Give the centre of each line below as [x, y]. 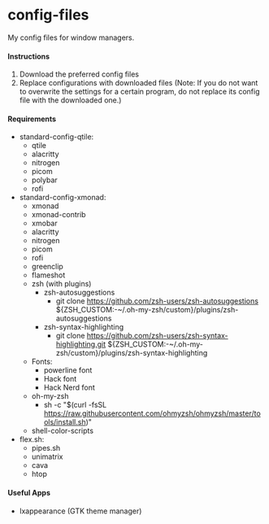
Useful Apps [29, 492]
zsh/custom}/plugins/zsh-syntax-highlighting [132, 353]
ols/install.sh [65, 422]
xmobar [44, 223]
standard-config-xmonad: [63, 198]
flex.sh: [32, 439]
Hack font [60, 379]
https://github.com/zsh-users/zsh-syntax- [157, 336]
